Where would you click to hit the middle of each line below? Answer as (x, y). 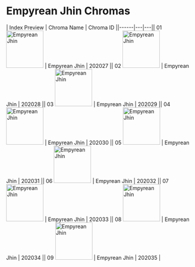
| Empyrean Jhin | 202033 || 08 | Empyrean (117, 219)
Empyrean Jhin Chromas (68, 11)
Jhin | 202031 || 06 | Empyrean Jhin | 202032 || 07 (88, 181)
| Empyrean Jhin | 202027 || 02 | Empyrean (117, 66)
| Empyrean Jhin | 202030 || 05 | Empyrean (117, 142)
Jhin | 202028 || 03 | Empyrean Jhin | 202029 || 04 (88, 104)
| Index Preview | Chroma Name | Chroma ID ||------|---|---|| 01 (84, 27)
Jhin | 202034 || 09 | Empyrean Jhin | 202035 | (84, 257)
